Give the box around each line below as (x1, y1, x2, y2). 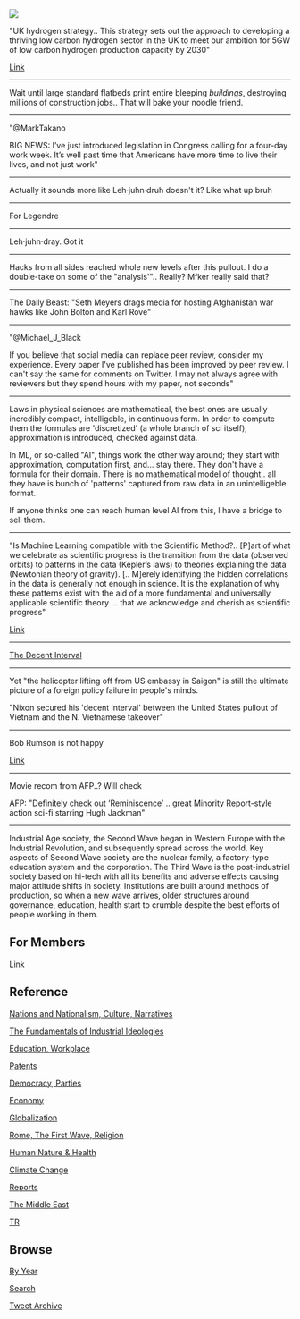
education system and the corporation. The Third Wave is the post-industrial (9, 862, 290, 872)
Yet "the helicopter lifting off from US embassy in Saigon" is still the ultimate (9, 675, 289, 686)
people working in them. (9, 909, 99, 919)
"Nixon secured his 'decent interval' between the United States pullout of (9, 702, 279, 713)
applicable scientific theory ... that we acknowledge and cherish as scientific (9, 597, 291, 607)
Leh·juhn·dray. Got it (9, 236, 84, 247)
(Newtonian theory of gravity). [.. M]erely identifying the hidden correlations (9, 569, 288, 579)
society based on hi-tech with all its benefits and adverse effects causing (9, 871, 279, 882)
